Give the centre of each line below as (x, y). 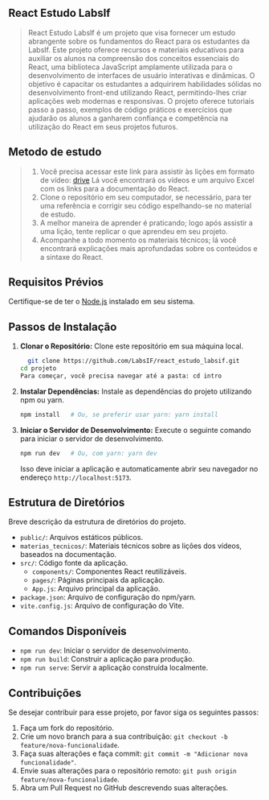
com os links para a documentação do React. (115, 188)
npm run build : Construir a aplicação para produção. (107, 659)
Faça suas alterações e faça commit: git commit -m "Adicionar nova (134, 754)
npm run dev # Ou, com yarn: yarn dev (88, 453)
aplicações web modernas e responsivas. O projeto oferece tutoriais (141, 101)
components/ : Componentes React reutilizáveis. (109, 571)
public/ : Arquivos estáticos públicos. (81, 538)
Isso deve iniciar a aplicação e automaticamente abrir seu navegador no (139, 468)
